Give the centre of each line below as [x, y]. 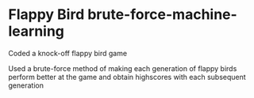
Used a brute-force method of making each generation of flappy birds [123, 68]
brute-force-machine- [162, 15]
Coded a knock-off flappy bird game [68, 53]
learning [37, 31]
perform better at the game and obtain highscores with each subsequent [127, 77]
